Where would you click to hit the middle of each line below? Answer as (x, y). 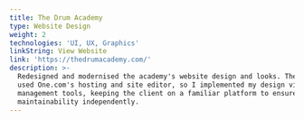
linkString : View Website (58, 51)
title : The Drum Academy (56, 18)
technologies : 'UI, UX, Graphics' (75, 43)
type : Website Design (50, 26)
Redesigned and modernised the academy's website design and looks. (149, 77)
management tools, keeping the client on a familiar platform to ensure (157, 93)
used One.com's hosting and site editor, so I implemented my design (151, 85)
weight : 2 (28, 34)
